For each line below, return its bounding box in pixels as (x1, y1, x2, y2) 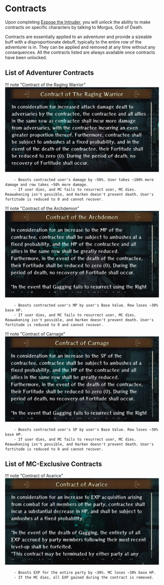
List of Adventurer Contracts (5, 69, 94, 77)
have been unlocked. (5, 54, 47, 60)
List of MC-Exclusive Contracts (5, 460, 102, 468)
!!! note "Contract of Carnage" (5, 331, 66, 337)
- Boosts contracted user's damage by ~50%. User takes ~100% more (14, 177, 154, 182)
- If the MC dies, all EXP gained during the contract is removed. (14, 575, 154, 580)
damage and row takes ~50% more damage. (5, 182, 89, 187)
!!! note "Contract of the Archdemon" (5, 205, 80, 211)
